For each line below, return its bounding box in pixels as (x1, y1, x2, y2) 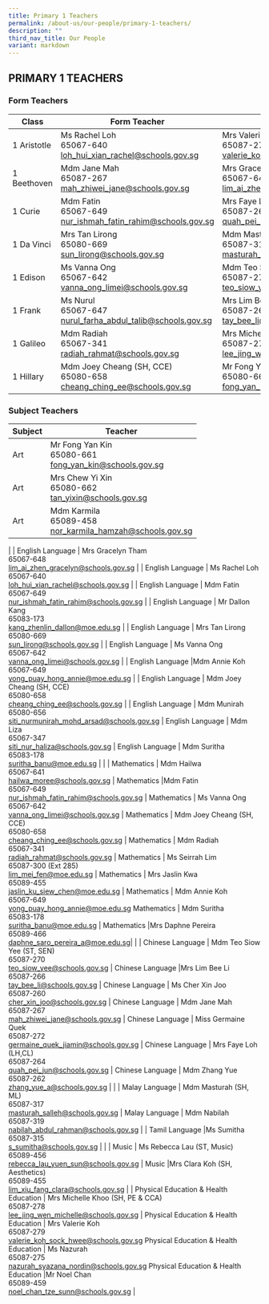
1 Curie (12, 205, 41, 216)
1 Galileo (12, 337, 46, 349)
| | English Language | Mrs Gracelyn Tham (8, 546, 147, 555)
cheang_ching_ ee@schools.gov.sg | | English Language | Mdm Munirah (8, 699, 244, 709)
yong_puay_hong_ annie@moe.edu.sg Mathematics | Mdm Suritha (8, 903, 224, 914)
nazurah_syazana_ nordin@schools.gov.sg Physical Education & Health (8, 1262, 242, 1271)
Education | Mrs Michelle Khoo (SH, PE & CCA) (8, 1193, 163, 1203)
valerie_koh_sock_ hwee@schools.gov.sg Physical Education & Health (8, 1236, 238, 1245)
